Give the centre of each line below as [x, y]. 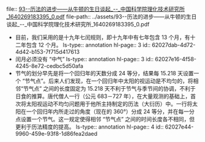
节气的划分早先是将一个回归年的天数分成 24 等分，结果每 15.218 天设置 [104, 73]
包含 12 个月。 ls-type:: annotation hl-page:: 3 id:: [88, 45]
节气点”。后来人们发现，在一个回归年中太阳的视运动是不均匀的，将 [109, 81]
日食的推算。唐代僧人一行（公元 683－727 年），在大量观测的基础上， [103, 96]
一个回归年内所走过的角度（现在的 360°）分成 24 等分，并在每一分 [110, 111]
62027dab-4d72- [174, 45]
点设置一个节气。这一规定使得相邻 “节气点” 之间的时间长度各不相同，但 [105, 119]
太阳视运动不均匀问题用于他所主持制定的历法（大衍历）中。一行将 [109, 104]
